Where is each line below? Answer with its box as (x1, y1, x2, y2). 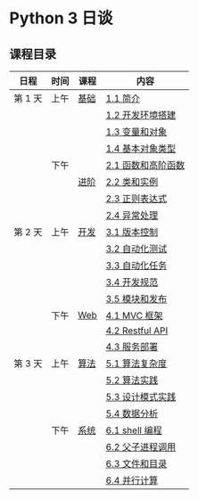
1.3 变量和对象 (105, 126, 168, 138)
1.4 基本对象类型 (105, 143, 177, 154)
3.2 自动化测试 (105, 242, 168, 255)
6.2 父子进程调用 (105, 441, 177, 453)
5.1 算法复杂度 (105, 357, 168, 370)
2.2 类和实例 (105, 176, 159, 188)
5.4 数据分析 (105, 407, 159, 420)
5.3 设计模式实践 (105, 391, 177, 403)
